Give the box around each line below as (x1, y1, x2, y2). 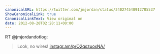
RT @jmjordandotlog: (5, 34, 48, 40)
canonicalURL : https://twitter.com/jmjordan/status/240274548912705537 (5, 7, 155, 12)
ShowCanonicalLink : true (5, 12, 56, 17)
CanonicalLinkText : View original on (5, 16, 83, 21)
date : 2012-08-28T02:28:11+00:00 (5, 20, 74, 26)
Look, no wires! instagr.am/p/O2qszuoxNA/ (17, 43, 105, 49)
